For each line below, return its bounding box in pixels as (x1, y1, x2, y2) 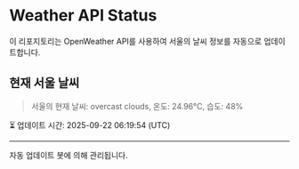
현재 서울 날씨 (9, 76, 80, 91)
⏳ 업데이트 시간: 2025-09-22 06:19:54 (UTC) (9, 119, 171, 130)
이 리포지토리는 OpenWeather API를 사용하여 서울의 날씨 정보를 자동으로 (9, 36, 263, 46)
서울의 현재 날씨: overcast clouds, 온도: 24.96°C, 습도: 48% (30, 101, 244, 111)
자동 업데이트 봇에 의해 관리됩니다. (9, 149, 128, 160)
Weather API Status (9, 5, 158, 26)
